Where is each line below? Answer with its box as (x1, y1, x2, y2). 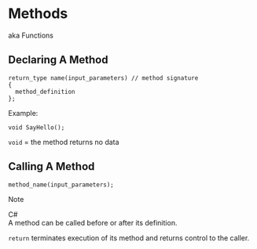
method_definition (15, 88, 76, 96)
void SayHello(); (8, 123, 65, 132)
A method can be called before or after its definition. (8, 218, 178, 227)
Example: (8, 108, 39, 117)
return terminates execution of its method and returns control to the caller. (8, 233, 250, 243)
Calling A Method (8, 160, 95, 173)
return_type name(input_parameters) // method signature (8, 74, 199, 82)
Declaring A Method (8, 53, 108, 67)
